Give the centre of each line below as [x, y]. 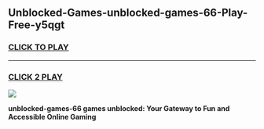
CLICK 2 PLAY [35, 77]
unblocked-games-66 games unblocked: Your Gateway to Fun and [119, 108]
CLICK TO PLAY [38, 48]
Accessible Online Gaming [52, 116]
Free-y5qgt [37, 25]
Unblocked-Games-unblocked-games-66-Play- [128, 13]
